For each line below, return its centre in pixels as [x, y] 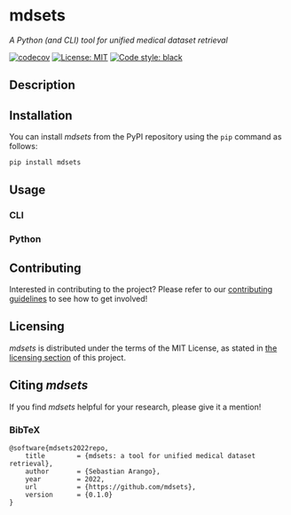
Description [42, 85]
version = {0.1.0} [69, 495]
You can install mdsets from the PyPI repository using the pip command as [145, 137]
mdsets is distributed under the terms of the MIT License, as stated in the [143, 348]
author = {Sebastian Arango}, [93, 471]
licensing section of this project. [68, 357]
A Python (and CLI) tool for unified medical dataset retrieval [118, 40]
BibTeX [25, 430]
